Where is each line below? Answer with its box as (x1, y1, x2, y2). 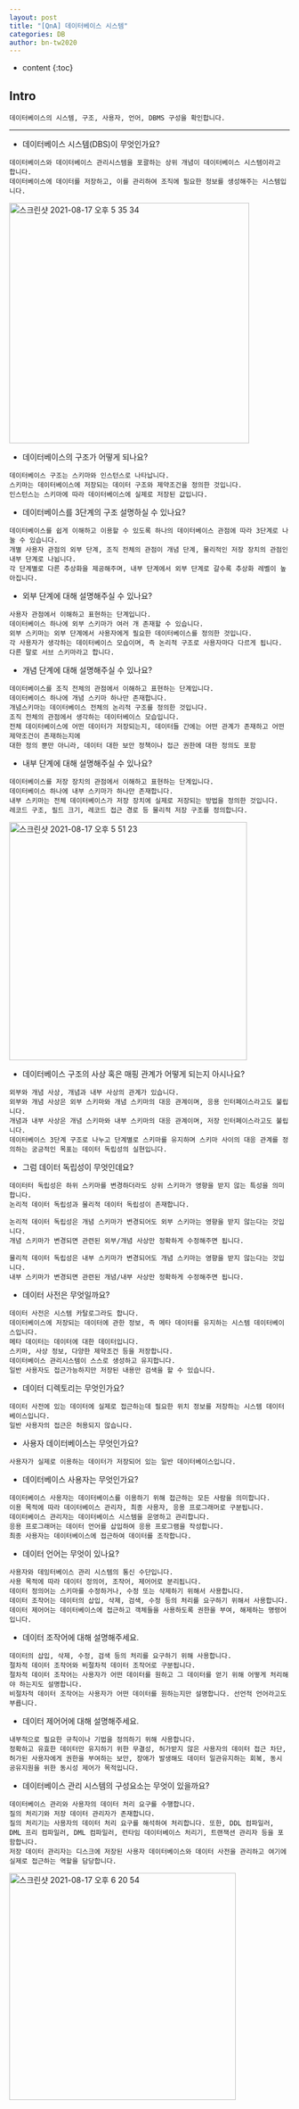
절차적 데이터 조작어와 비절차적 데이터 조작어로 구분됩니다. (9, 1661, 196, 1670)
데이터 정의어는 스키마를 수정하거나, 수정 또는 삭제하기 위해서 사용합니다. (9, 1587, 245, 1596)
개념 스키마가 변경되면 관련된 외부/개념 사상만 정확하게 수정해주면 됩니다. (9, 1237, 245, 1246)
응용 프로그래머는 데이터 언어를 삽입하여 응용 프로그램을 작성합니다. (9, 1523, 224, 1532)
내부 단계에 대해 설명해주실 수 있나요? (21, 758, 153, 768)
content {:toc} (21, 62, 74, 73)
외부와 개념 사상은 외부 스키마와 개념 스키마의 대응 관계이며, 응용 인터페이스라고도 (9, 1098, 273, 1107)
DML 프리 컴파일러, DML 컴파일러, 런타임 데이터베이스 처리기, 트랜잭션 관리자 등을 (9, 1829, 274, 1838)
